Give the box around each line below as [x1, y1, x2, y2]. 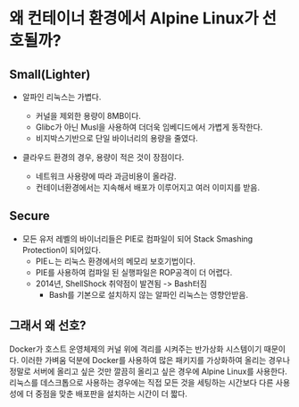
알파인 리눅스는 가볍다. [21, 91, 102, 102]
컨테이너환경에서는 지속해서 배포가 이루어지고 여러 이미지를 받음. [35, 182, 261, 192]
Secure [9, 208, 51, 224]
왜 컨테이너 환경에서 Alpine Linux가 [9, 8, 259, 29]
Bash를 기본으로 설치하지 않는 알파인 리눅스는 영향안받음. [48, 289, 248, 300]
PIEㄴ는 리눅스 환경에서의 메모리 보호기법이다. [35, 256, 196, 267]
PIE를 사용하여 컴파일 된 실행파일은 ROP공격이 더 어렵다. [35, 267, 233, 277]
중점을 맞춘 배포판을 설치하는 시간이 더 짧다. [35, 388, 187, 399]
